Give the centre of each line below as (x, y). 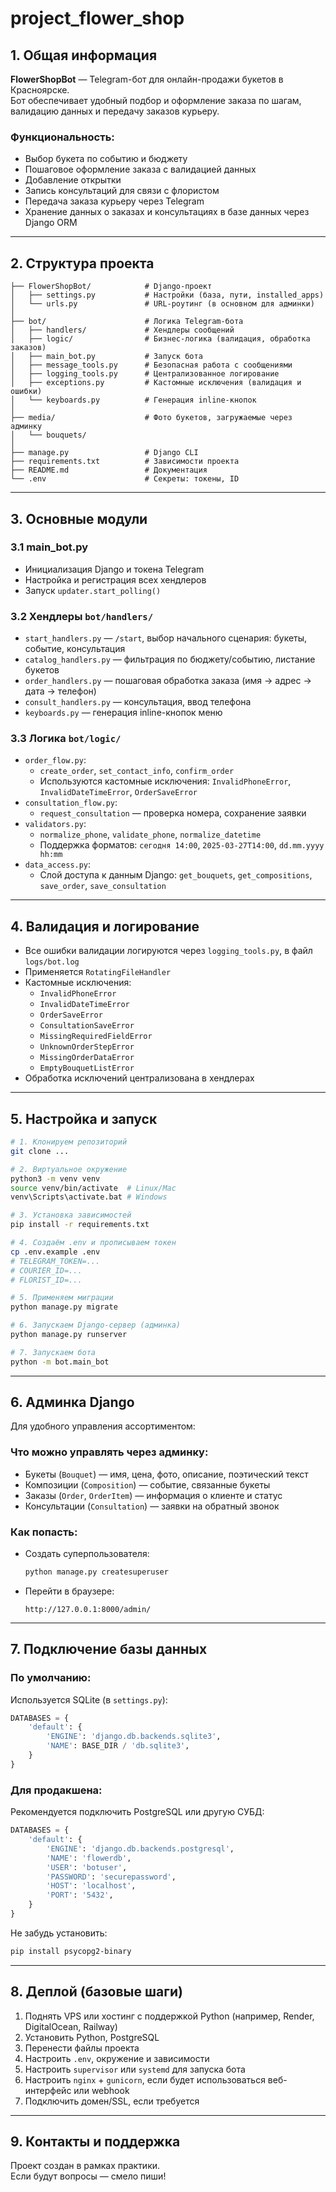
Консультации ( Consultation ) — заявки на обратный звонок (152, 1506)
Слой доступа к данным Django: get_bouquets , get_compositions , (176, 875)
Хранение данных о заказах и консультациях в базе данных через (167, 212)
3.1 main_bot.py (49, 547)
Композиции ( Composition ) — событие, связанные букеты (147, 1484)
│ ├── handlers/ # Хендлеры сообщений (122, 330)
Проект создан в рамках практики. (85, 2166)
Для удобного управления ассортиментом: (103, 1426)
